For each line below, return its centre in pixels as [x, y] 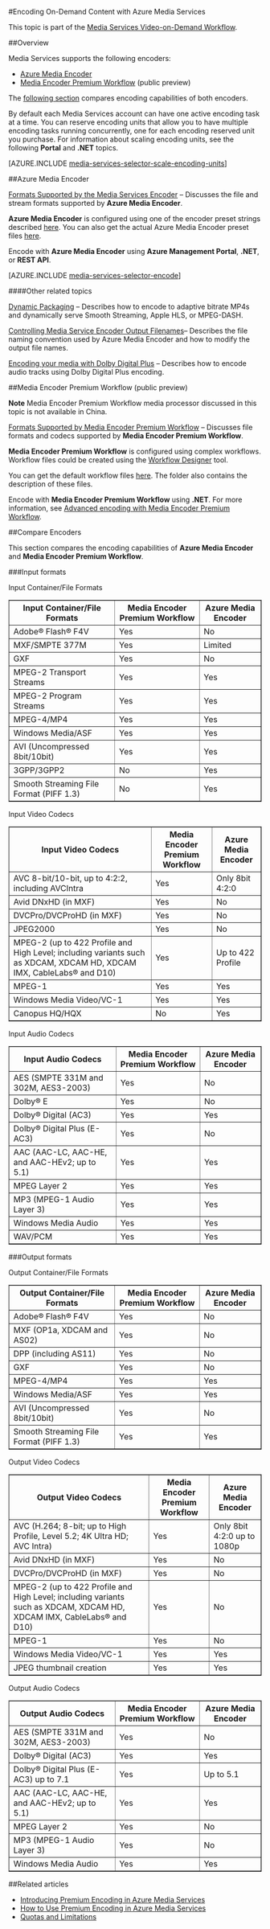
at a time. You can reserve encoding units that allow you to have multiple [129, 122]
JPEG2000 [34, 929]
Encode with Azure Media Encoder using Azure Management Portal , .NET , [134, 251]
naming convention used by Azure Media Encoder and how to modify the [129, 339]
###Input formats [37, 572]
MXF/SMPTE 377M [50, 645]
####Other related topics [50, 291]
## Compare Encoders [45, 532]
